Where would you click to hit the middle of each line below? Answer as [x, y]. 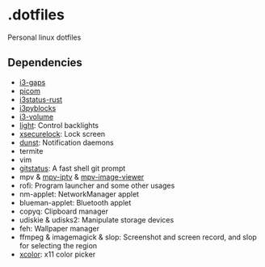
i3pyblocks [38, 108]
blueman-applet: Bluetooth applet [75, 202]
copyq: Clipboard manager [63, 211]
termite [31, 150]
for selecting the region [58, 245]
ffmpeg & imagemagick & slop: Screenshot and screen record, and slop [138, 237]
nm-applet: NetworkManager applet [79, 194]
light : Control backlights [59, 125]
